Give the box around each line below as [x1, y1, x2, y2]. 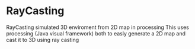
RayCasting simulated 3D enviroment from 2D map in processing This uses [6, 24, 190, 31]
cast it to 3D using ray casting [6, 36, 79, 43]
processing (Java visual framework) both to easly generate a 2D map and [6, 30, 186, 37]
